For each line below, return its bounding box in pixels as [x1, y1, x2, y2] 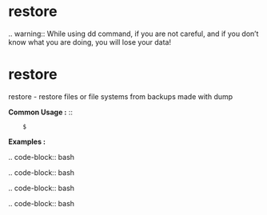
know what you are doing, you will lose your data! [8, 37, 172, 46]
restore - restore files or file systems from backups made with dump [8, 91, 233, 102]
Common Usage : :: [8, 107, 74, 117]
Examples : [8, 137, 46, 146]
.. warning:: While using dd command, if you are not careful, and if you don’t [8, 29, 259, 38]
